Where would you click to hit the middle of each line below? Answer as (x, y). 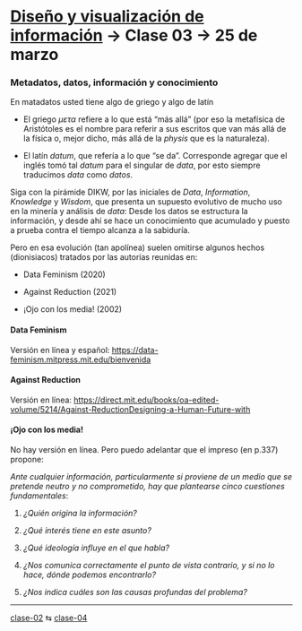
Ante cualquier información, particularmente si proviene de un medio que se (151, 477)
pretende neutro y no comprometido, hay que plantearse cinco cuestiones (147, 487)
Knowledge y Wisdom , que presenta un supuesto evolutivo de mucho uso (147, 202)
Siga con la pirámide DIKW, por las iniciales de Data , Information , (130, 192)
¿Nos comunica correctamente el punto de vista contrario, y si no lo (149, 566)
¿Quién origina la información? (80, 514)
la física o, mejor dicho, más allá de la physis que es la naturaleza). (146, 138)
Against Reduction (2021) (70, 292)
